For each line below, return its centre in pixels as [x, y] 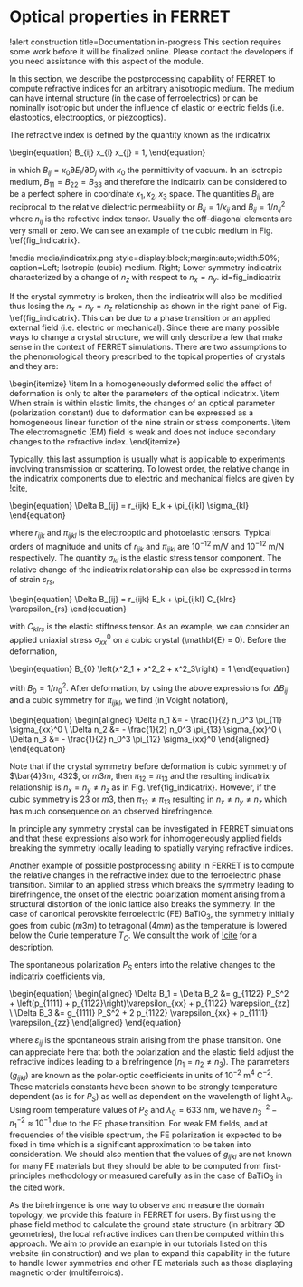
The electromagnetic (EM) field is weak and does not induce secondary [142, 432]
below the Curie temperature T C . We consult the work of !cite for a [133, 936]
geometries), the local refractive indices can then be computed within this [147, 1233]
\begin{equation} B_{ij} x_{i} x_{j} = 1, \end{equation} [108, 152]
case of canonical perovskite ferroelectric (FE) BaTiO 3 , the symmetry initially [152, 915]
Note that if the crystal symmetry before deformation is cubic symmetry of [148, 766]
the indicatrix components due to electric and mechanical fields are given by [152, 479]
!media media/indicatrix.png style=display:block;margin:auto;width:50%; [145, 258]
